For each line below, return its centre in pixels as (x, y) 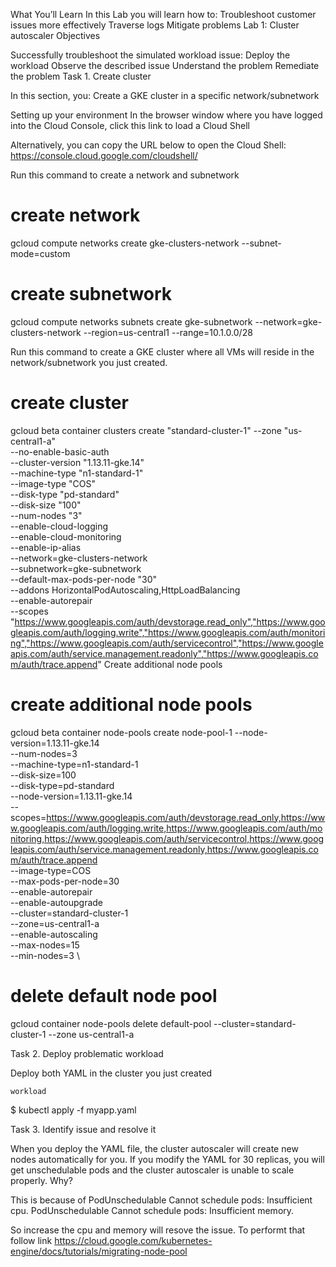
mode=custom (40, 253)
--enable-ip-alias (46, 547)
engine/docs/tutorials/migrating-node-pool (99, 1251)
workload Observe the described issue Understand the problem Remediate (165, 65)
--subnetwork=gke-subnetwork (76, 568)
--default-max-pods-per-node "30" (84, 579)
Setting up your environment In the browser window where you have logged (166, 115)
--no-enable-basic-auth (60, 451)
